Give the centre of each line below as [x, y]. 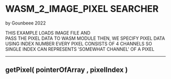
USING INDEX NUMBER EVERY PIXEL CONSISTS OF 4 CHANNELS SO [79, 43]
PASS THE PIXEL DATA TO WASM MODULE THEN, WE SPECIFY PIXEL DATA [85, 38]
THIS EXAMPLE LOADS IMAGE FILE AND [48, 33]
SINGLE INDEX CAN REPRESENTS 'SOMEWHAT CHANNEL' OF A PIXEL [80, 49]
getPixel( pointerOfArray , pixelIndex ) [67, 70]
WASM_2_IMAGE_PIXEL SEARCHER [82, 9]
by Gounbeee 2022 [25, 23]
